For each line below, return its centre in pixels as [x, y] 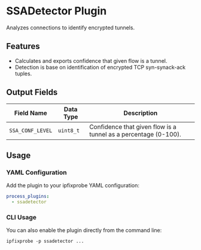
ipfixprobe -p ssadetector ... [45, 241]
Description [141, 113]
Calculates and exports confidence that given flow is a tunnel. [91, 60]
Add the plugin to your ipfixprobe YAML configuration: [73, 185]
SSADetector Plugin [57, 11]
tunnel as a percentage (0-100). [135, 134]
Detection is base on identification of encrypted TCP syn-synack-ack [100, 67]
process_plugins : [28, 196]
